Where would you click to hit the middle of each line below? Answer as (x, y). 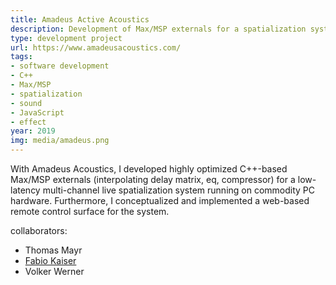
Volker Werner (54, 271)
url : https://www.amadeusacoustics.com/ (96, 47)
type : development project (66, 38)
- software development (60, 66)
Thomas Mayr (53, 250)
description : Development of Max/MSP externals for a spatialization (158, 29)
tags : (21, 57)
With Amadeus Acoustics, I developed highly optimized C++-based (149, 169)
